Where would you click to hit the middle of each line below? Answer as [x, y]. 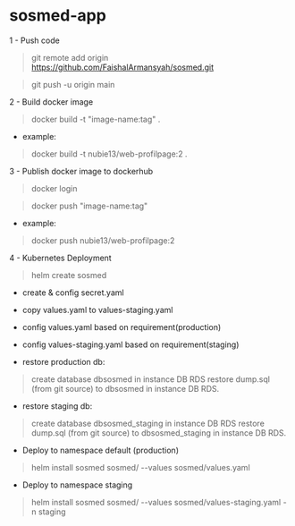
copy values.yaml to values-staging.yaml [97, 310]
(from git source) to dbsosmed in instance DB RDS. [125, 388]
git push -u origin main [73, 84]
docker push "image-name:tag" [89, 206]
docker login [54, 188]
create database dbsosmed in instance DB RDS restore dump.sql [151, 379]
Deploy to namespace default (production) [100, 450]
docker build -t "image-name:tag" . [96, 119]
